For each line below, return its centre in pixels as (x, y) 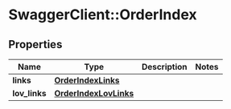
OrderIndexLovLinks (94, 93)
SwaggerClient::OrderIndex (103, 15)
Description (164, 67)
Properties (35, 44)
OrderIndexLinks (87, 80)
